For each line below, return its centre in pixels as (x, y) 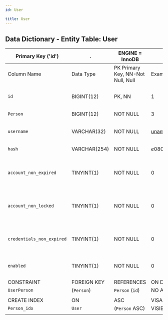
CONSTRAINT (24, 282)
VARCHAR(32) (89, 131)
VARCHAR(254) (90, 149)
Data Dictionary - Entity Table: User (61, 39)
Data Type (84, 74)
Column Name (24, 74)
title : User (17, 19)
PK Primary (127, 68)
